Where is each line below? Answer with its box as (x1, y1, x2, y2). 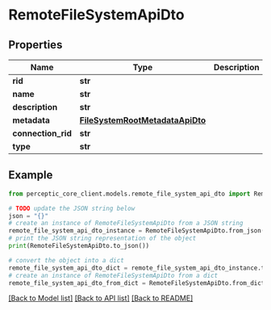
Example (8, 168, 53, 182)
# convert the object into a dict (8, 256, 125, 264)
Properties (8, 38, 63, 52)
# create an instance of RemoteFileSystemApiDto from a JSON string (8, 220, 244, 228)
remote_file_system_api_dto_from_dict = (8, 279, 147, 287)
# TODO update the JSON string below (8, 204, 135, 212)
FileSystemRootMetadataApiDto (79, 115, 206, 126)
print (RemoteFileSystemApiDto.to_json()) (8, 242, 150, 250)
